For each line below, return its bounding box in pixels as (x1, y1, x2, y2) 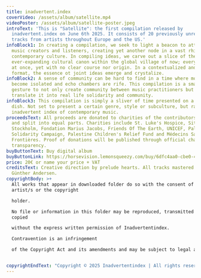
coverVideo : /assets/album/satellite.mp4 (6, 14, 111, 20)
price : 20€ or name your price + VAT (6, 159, 100, 165)
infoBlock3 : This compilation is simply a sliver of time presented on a (6, 98, 194, 104)
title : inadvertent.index (6, 8, 71, 15)
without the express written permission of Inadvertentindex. (11, 225, 170, 231)
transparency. (11, 142, 47, 149)
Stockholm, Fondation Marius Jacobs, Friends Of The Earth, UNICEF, (11, 126, 186, 132)
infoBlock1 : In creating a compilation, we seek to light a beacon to (6, 43, 186, 49)
